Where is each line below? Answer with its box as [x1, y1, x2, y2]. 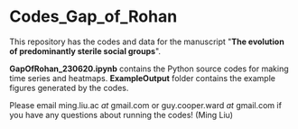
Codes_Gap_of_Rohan [9, 6, 178, 27]
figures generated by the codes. [9, 82, 129, 93]
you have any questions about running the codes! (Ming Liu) [9, 109, 233, 120]
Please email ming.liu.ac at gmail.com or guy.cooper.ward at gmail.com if [9, 99, 283, 110]
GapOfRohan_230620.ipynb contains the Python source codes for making [9, 63, 289, 74]
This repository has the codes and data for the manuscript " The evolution [9, 36, 284, 47]
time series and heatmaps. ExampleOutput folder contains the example [9, 72, 275, 83]
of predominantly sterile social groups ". [9, 45, 161, 56]
